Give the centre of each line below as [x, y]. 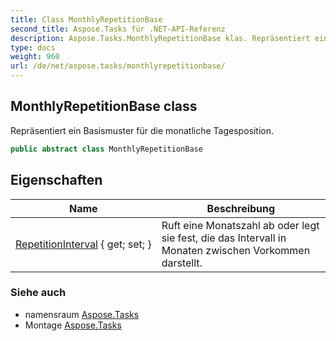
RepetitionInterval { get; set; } [83, 244]
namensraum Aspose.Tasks [82, 314]
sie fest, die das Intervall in [224, 238]
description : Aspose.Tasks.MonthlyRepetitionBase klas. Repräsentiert [160, 38]
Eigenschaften [56, 180]
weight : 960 [35, 57]
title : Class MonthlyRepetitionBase [86, 19]
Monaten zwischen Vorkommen [236, 250]
